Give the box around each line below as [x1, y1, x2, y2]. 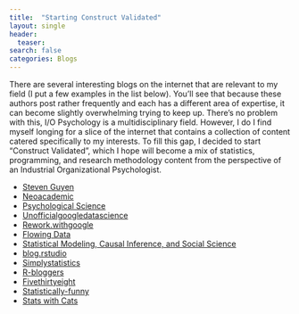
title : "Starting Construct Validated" [9, 12, 162, 22]
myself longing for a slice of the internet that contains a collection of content [9, 127, 291, 136]
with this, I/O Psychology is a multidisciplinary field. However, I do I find [9, 117, 272, 128]
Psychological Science [21, 201, 106, 211]
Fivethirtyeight [21, 277, 76, 286]
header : [9, 29, 38, 38]
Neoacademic [21, 191, 74, 202]
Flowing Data [21, 229, 71, 239]
